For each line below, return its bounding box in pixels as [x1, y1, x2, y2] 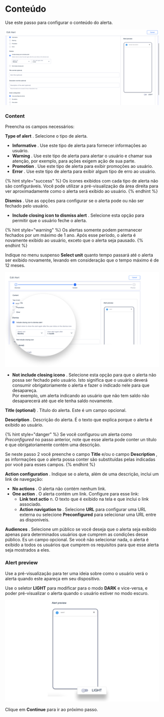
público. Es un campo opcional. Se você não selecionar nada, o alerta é [5, 537, 149, 543]
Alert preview [5, 559, 38, 566]
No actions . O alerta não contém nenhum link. [12, 486, 106, 492]
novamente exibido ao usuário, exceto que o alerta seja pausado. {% [5, 238, 143, 244]
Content [5, 112, 25, 119]
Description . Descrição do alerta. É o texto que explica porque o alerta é [5, 417, 153, 423]
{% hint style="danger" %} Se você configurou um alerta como [5, 431, 133, 437]
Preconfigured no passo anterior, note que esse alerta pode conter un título [5, 437, 157, 443]
